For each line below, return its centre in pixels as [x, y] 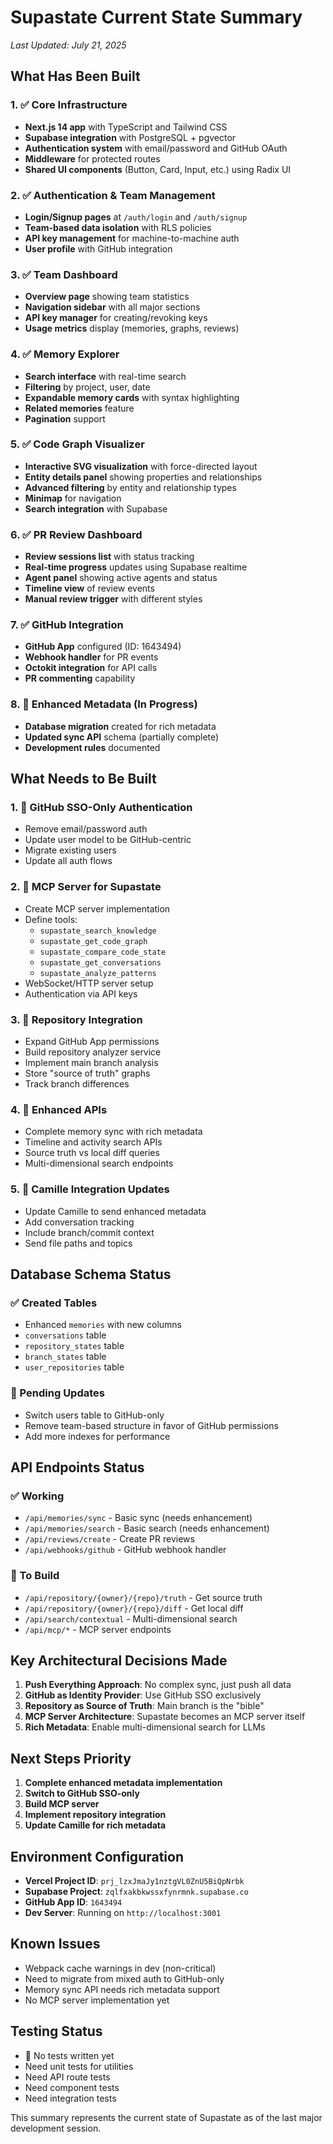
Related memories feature [79, 408]
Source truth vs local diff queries [92, 1153]
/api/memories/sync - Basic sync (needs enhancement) [138, 1518]
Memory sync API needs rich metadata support [122, 1989]
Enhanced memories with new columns [103, 1325]
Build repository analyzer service [93, 1052]
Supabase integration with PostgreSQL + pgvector [130, 137]
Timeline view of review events [89, 588]
